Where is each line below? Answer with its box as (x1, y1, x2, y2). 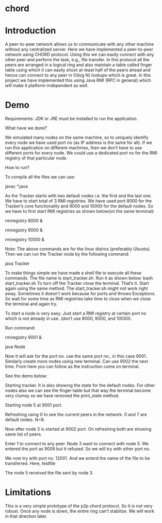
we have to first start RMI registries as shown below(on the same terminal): (5, 209, 155, 214)
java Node (5, 344, 26, 350)
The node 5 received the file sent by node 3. (5, 470, 94, 476)
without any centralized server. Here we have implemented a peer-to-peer (5, 47, 154, 52)
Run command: (5, 325, 35, 331)
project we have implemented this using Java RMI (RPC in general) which (5, 77, 151, 83)
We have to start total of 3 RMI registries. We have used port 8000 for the (5, 198, 152, 204)
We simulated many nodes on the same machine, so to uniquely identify (5, 135, 149, 140)
